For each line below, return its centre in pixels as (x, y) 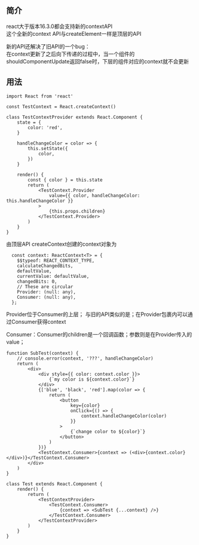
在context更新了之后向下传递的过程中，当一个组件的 (71, 54)
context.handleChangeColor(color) (124, 416)
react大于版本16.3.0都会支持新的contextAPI (59, 26)
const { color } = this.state (65, 180)
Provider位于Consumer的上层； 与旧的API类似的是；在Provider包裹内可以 (97, 314)
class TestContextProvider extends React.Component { (75, 117)
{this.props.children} (77, 211)
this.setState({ (48, 148)
